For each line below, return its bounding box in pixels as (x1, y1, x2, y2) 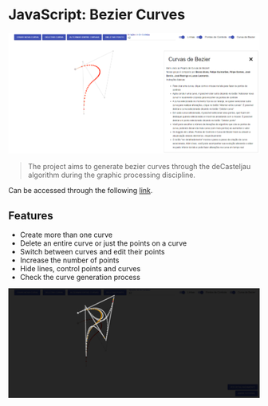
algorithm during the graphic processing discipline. (27, 170, 195, 180)
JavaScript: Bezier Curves (8, 6, 186, 24)
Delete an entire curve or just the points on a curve (19, 238, 187, 248)
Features (8, 209, 53, 223)
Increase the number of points (19, 255, 120, 265)
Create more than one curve (19, 230, 113, 240)
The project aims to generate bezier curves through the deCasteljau (27, 162, 251, 171)
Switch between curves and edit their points (19, 247, 165, 257)
